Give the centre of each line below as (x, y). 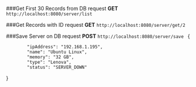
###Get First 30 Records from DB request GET (62, 8)
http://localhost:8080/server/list (49, 14)
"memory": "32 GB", (51, 57)
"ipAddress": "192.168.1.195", (65, 47)
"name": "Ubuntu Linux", (57, 52)
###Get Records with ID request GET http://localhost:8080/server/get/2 (96, 25)
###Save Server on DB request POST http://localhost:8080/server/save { (98, 36)
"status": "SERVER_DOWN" (57, 67)
